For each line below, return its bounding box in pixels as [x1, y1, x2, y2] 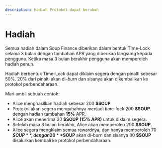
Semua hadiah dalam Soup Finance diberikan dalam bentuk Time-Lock [5, 45, 150, 51]
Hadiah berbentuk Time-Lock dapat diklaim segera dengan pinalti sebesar [5, 71, 158, 76]
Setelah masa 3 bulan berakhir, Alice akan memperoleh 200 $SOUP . [12, 121, 153, 127]
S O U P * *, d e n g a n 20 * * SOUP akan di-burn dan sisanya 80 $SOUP [12, 132, 152, 138]
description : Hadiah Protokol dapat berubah [5, 7, 99, 12]
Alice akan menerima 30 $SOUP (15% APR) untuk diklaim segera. [12, 116, 147, 122]
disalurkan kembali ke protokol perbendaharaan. [12, 137, 112, 143]
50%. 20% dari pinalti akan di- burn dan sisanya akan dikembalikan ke [5, 75, 148, 82]
